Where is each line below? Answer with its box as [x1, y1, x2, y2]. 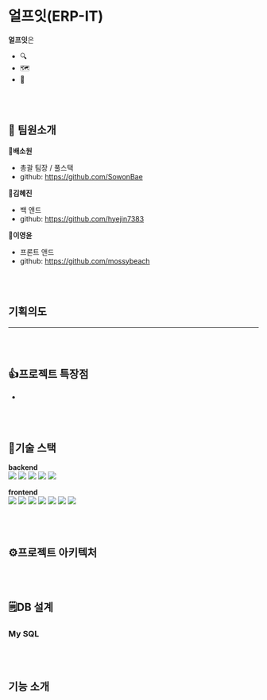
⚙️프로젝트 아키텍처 [8, 545, 98, 560]
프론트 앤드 [19, 247, 55, 256]
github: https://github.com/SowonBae [19, 171, 143, 181]
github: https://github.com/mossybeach [19, 256, 150, 266]
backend [8, 463, 38, 472]
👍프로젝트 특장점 [8, 367, 89, 381]
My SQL [8, 629, 40, 640]
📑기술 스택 [8, 441, 57, 455]
